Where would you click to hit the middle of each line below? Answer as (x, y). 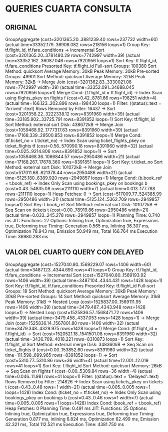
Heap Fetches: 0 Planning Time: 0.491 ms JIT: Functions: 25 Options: (76, 408)
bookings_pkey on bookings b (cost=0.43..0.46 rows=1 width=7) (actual (79, 397)
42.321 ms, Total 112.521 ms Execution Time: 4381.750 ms (64, 424)
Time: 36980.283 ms (27, 237)
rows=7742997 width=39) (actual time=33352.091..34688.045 (70, 87)
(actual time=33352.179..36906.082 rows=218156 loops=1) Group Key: (77, 45)
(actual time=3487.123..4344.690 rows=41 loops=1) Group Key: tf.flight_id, (81, 269)
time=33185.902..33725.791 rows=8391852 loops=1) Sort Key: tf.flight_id (80, 119)
